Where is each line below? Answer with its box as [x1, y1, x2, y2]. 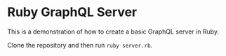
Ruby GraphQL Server [7, 4, 138, 20]
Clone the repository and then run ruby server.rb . [7, 41, 153, 49]
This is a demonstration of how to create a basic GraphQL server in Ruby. [7, 27, 220, 36]
